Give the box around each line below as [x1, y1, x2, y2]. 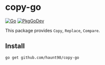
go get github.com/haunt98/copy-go [5, 55, 79, 60]
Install [5, 42, 25, 51]
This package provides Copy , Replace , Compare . [5, 27, 100, 33]
